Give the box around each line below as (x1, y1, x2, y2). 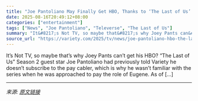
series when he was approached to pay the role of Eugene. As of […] (6, 71, 174, 78)
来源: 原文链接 (6, 89, 40, 95)
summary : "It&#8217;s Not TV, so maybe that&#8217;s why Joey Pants (6, 31, 178, 36)
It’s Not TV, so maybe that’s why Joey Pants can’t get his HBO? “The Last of (6, 52, 190, 59)
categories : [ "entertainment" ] (6, 19, 83, 25)
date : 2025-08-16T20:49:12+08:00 (6, 14, 88, 20)
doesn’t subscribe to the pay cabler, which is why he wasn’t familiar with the (6, 65, 192, 71)
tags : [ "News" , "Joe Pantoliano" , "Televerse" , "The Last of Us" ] (6, 25, 173, 31)
